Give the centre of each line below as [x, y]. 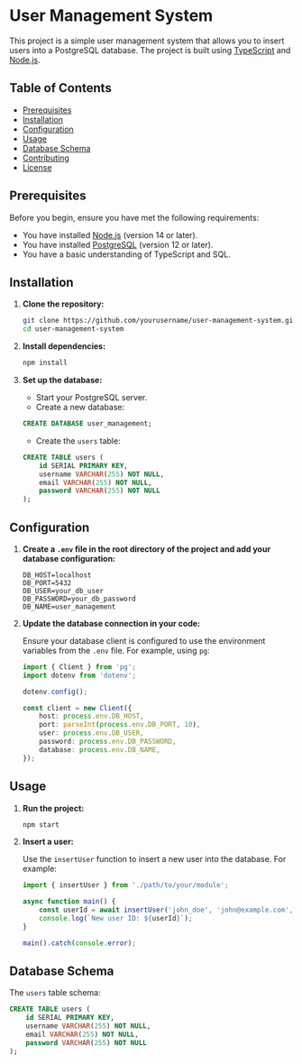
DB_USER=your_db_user [63, 591]
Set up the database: [62, 380]
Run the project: [53, 808]
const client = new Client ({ [77, 708]
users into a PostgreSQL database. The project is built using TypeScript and [150, 50]
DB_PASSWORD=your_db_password [79, 599]
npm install [45, 363]
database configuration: [69, 558]
